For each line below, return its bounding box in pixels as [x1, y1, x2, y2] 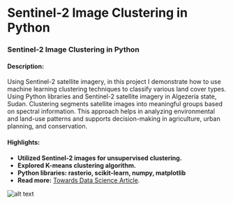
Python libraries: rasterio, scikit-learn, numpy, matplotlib [17, 168, 186, 177]
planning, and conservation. [7, 122, 88, 131]
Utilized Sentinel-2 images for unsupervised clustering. [17, 154, 183, 162]
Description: [7, 61, 44, 71]
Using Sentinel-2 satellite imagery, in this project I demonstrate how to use [7, 78, 221, 86]
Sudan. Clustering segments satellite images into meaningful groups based [7, 100, 223, 108]
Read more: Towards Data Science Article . [17, 176, 140, 184]
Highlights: [7, 138, 40, 146]
